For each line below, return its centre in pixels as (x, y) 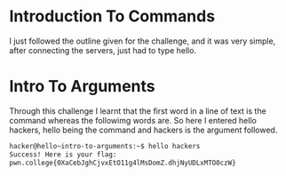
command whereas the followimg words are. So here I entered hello (133, 120)
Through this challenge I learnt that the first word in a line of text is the (138, 111)
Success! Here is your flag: (63, 154)
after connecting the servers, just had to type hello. (103, 50)
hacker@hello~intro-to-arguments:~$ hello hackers (105, 146)
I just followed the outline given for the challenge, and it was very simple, (143, 41)
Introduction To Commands (112, 16)
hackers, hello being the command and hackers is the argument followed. (143, 130)
